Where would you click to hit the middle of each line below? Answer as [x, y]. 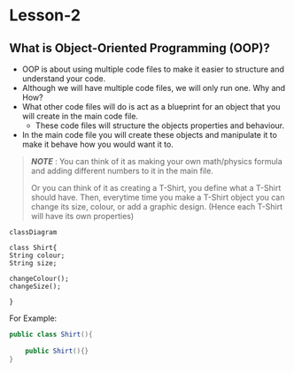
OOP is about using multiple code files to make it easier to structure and [153, 69]
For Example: [33, 318]
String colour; [37, 255]
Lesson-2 [45, 15]
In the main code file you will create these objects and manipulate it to [149, 135]
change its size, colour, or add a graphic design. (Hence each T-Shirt [157, 207]
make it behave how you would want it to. [98, 144]
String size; [33, 263]
